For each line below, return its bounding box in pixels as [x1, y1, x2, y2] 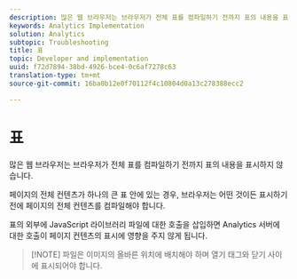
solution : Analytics [9, 29, 86, 38]
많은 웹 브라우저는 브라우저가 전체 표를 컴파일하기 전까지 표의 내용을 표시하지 [9, 159, 275, 170]
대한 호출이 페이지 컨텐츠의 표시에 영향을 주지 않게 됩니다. [9, 230, 208, 241]
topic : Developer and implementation [9, 54, 149, 63]
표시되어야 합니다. [40, 259, 103, 271]
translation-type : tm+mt [9, 71, 101, 80]
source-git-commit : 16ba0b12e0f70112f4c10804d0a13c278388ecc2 [9, 79, 244, 88]
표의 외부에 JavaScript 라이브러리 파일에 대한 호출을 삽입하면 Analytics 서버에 [9, 219, 281, 229]
